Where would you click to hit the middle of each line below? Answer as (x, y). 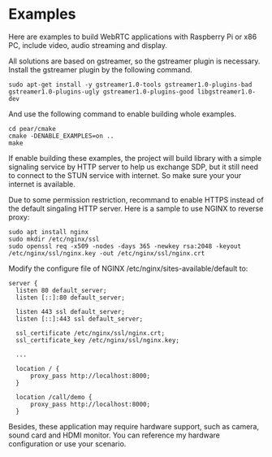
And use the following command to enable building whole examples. (123, 114)
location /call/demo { (54, 397)
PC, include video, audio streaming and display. (88, 45)
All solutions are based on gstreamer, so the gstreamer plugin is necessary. (134, 61)
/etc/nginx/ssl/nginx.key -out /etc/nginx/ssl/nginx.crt (107, 253)
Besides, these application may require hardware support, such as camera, (134, 426)
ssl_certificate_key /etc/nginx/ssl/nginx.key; (98, 340)
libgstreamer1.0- (227, 91)
